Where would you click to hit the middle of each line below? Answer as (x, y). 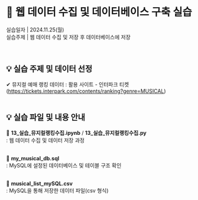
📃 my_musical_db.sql (33, 158)
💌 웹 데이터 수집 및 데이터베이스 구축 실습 (99, 12)
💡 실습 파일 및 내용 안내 (46, 117)
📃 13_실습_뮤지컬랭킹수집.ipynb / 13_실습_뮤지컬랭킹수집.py (76, 133)
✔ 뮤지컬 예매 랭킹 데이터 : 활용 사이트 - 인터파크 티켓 (68, 84)
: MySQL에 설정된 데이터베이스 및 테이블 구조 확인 (64, 165)
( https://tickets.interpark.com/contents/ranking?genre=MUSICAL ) (86, 91)
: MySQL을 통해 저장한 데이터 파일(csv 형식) (57, 191)
